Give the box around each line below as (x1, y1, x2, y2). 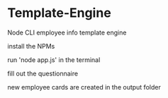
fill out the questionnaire (7, 69, 79, 78)
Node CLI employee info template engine (7, 28, 127, 37)
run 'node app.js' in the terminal (7, 55, 101, 64)
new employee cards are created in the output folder (7, 82, 161, 91)
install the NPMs (7, 42, 55, 50)
